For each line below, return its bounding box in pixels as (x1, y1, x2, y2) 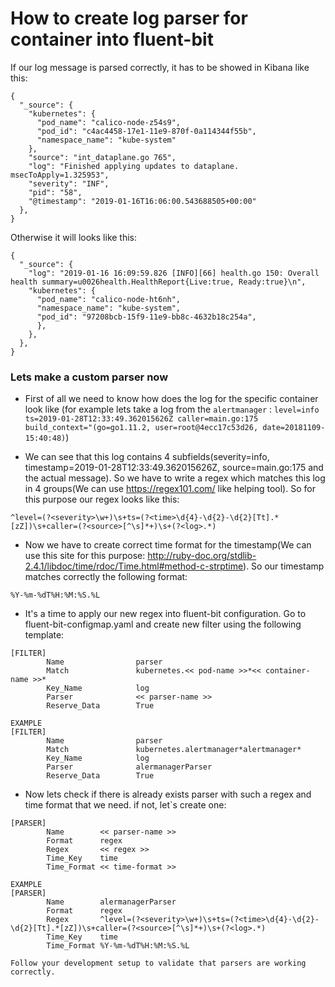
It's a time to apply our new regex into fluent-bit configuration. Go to (24, 608, 307, 620)
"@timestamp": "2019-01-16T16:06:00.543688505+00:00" (28, 196, 257, 206)
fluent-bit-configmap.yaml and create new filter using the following (24, 618, 302, 631)
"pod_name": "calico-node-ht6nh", (36, 294, 182, 304)
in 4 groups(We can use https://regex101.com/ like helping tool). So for (24, 483, 316, 495)
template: (24, 629, 65, 641)
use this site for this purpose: (24, 550, 146, 562)
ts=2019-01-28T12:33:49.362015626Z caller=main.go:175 (24, 414, 259, 424)
